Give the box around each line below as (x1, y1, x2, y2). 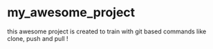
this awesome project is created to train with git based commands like (7, 27, 207, 35)
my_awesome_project (7, 5, 136, 20)
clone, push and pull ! (7, 34, 68, 42)
